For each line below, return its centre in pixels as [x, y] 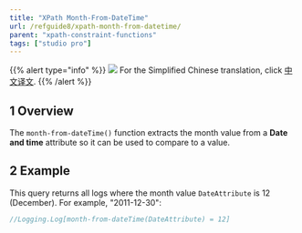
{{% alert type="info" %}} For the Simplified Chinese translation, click [146, 70]
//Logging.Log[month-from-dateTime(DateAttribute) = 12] [120, 219]
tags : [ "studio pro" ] [51, 43]
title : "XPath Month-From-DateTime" [79, 18]
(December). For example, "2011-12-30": [86, 202]
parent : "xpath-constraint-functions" [83, 35]
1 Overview [42, 111]
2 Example [40, 171]
